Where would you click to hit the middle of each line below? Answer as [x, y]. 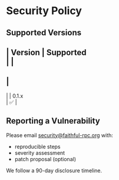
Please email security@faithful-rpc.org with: [60, 135]
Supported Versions [44, 33]
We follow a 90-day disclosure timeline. [54, 170]
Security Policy [44, 11]
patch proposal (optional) [45, 159]
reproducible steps [37, 146]
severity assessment [40, 153]
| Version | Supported [46, 52]
